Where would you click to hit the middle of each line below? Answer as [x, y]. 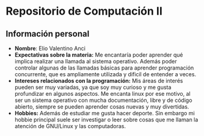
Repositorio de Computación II [84, 11]
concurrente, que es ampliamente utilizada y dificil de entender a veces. [105, 74]
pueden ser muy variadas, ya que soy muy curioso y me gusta [93, 87]
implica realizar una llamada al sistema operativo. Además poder [96, 61]
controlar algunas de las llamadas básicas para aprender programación [104, 68]
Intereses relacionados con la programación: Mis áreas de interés [99, 81]
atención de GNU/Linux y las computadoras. [70, 126]
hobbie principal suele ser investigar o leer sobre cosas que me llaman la [106, 120]
